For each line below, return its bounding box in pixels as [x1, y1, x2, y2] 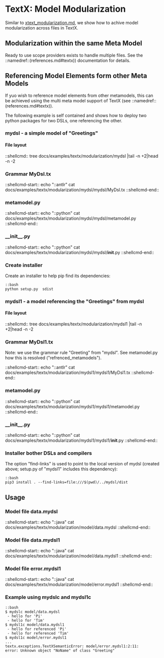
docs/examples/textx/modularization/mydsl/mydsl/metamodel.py [5, 215, 136, 222]
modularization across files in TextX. [5, 25, 78, 30]
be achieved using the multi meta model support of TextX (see [5, 97, 131, 104]
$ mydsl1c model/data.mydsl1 [5, 622, 65, 627]
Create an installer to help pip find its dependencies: [5, 273, 111, 279]
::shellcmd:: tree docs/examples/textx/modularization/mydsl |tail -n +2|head [5, 153, 158, 159]
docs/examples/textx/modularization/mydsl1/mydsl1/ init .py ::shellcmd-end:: [5, 437, 158, 443]
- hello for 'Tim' [7, 618, 45, 623]
